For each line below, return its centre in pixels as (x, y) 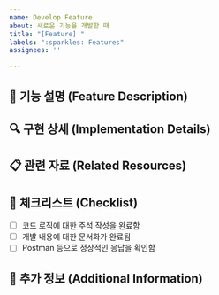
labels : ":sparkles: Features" (67, 42)
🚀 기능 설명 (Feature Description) (98, 96)
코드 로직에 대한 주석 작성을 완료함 (81, 226)
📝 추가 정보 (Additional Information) (106, 279)
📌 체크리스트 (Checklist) (74, 202)
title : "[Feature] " (47, 34)
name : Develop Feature (51, 17)
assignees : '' (35, 50)
